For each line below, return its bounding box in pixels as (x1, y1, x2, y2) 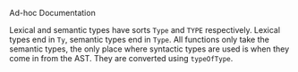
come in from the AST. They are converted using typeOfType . (9, 53, 234, 63)
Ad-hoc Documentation (9, 8, 96, 18)
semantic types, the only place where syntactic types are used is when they (9, 44, 290, 54)
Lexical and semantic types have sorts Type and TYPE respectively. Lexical (9, 25, 280, 35)
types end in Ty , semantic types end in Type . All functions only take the (9, 35, 270, 44)
